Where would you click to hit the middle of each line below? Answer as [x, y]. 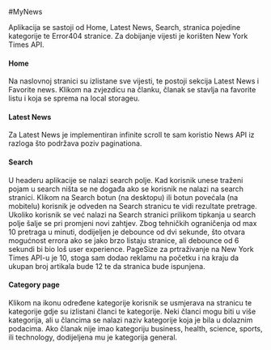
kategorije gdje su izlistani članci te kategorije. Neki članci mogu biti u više [132, 311]
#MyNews [25, 12]
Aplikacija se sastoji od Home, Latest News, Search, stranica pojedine [125, 27]
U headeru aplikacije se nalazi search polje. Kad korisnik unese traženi [126, 180]
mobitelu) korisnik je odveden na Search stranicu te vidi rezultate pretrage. [133, 206]
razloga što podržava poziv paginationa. [75, 143]
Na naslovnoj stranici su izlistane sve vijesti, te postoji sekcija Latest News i [134, 81]
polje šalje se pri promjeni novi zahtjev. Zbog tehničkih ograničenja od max [133, 223]
